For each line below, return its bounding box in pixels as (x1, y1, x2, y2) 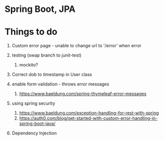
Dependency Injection (11, 130, 57, 136)
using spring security (11, 100, 55, 106)
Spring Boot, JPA (4, 3, 76, 15)
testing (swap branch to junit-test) (11, 52, 82, 58)
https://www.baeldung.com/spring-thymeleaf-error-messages (19, 91, 147, 97)
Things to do (4, 26, 57, 38)
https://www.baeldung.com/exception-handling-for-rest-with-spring (19, 110, 159, 116)
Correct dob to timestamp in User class (11, 71, 92, 77)
